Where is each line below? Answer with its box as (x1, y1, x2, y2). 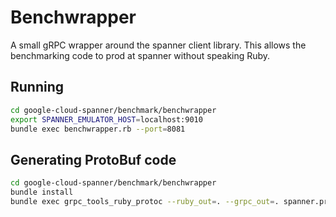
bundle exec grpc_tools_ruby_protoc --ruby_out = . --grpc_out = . (10, 196, 280, 206)
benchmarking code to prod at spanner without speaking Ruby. (10, 49, 271, 61)
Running (10, 79, 65, 96)
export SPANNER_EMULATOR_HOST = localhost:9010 (10, 114, 203, 125)
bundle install (10, 187, 74, 198)
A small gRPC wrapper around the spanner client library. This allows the (10, 39, 307, 51)
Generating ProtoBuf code (10, 151, 177, 168)
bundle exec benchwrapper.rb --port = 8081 (10, 124, 186, 134)
